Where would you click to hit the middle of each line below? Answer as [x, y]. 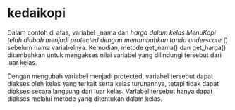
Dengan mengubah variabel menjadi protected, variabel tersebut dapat [110, 76]
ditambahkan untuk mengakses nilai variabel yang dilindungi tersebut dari [115, 55]
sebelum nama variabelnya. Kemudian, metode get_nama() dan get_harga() [117, 47]
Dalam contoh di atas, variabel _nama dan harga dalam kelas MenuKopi [112, 32]
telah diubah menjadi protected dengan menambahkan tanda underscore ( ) [117, 39]
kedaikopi [36, 13]
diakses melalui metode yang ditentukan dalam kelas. [85, 98]
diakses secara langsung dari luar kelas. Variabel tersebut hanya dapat [110, 91]
